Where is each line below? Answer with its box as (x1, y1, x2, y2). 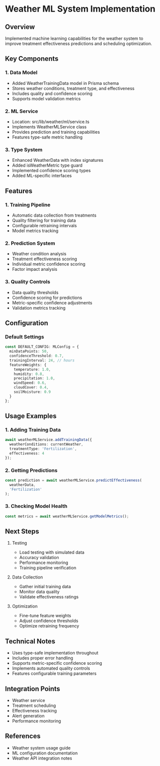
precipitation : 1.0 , (14, 376, 55, 381)
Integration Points (5, 685, 61, 693)
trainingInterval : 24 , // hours (9, 358, 75, 363)
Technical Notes (5, 637, 56, 645)
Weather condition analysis (12, 251, 66, 257)
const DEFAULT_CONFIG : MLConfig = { (5, 344, 79, 349)
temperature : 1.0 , (14, 367, 51, 372)
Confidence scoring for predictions (12, 295, 82, 300)
